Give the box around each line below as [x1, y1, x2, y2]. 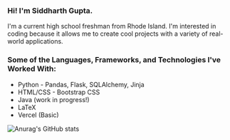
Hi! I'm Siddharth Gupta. [7, 6, 93, 16]
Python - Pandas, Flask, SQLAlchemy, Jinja [17, 80, 145, 89]
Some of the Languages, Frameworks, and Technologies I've [7, 55, 221, 65]
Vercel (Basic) [17, 110, 59, 119]
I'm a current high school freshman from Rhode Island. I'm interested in [7, 22, 216, 31]
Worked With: [7, 64, 57, 74]
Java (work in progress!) [17, 95, 90, 104]
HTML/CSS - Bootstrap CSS [17, 88, 100, 96]
